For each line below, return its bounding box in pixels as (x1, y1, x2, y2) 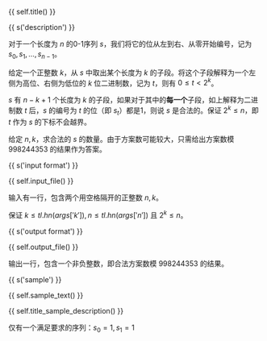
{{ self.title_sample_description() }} (8, 306, 123, 315)
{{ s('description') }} (8, 23, 75, 31)
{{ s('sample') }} (8, 274, 62, 285)
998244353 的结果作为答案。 (8, 144, 106, 154)
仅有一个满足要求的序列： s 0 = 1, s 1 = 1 (8, 322, 135, 334)
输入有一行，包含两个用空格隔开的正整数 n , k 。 (8, 193, 164, 202)
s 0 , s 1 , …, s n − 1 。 (8, 49, 62, 60)
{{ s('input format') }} (8, 160, 79, 170)
